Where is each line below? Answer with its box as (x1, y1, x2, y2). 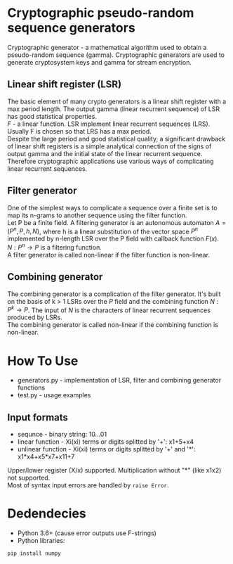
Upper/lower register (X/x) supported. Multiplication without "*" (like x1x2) (7, 466, 222, 475)
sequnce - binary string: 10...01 (17, 430, 107, 439)
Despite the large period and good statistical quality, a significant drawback (7, 134, 226, 143)
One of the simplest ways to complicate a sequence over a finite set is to (7, 203, 218, 212)
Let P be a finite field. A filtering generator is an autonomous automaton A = (7, 218, 227, 226)
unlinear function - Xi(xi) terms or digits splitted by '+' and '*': (17, 445, 196, 454)
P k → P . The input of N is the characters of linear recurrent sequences (7, 305, 211, 314)
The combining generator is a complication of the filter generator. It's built (7, 290, 221, 298)
